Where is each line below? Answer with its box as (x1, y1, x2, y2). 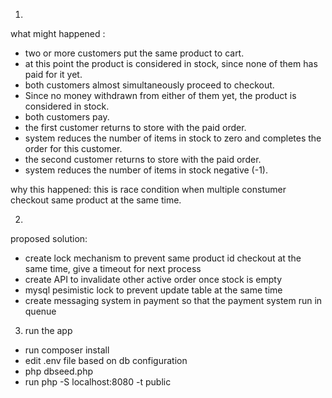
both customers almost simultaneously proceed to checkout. (24, 79, 275, 91)
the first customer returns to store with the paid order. (24, 122, 247, 133)
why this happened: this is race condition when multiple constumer (10, 184, 287, 195)
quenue (24, 305, 57, 317)
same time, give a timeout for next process (24, 263, 202, 274)
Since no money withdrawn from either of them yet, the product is (24, 90, 297, 101)
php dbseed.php (24, 365, 94, 377)
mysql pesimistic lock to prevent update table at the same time (24, 284, 283, 296)
